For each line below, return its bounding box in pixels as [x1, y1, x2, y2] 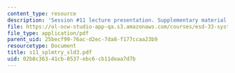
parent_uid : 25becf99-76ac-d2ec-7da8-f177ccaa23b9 [7, 36, 158, 43]
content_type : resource [7, 10, 77, 17]
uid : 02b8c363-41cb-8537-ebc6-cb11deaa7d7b [7, 56, 136, 63]
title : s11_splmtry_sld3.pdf [7, 49, 92, 56]
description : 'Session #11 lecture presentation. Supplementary [7, 17, 199, 24]
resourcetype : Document [7, 42, 77, 49]
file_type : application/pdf [7, 29, 90, 37]
